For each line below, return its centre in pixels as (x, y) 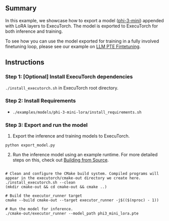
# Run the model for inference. (39, 209)
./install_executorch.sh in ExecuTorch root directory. (62, 87)
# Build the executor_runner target (44, 196)
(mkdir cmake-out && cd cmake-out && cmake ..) (56, 187)
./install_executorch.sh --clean (40, 183)
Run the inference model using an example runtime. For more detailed (85, 155)
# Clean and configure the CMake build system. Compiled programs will (82, 174)
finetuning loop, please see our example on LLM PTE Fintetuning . (73, 46)
